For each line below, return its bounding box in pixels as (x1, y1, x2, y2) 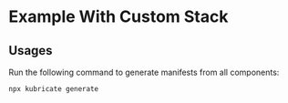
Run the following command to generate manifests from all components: (8, 67, 280, 77)
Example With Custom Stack (8, 6, 229, 27)
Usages (8, 43, 53, 58)
